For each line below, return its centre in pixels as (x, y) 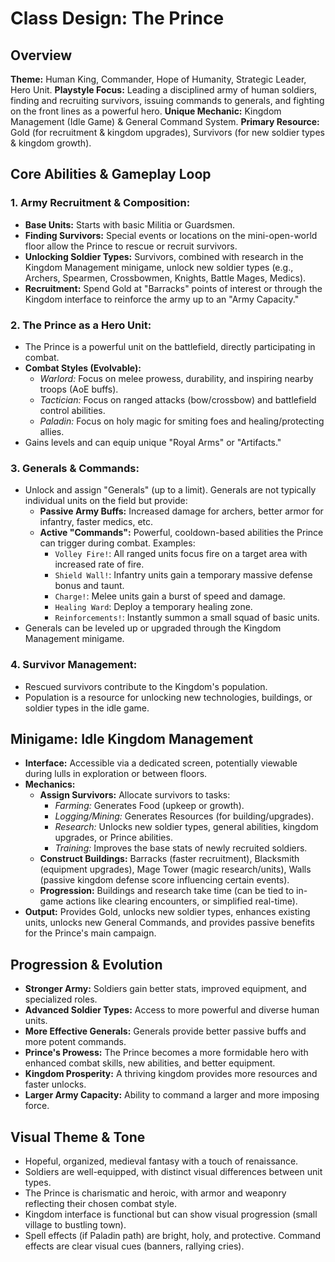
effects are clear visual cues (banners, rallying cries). (134, 1246)
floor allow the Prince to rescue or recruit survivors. (131, 246)
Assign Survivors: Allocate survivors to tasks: (135, 795)
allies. (52, 431)
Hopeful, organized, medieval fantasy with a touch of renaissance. (161, 1161)
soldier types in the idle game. (87, 708)
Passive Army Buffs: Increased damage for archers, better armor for (181, 511)
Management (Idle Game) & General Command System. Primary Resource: (165, 121)
